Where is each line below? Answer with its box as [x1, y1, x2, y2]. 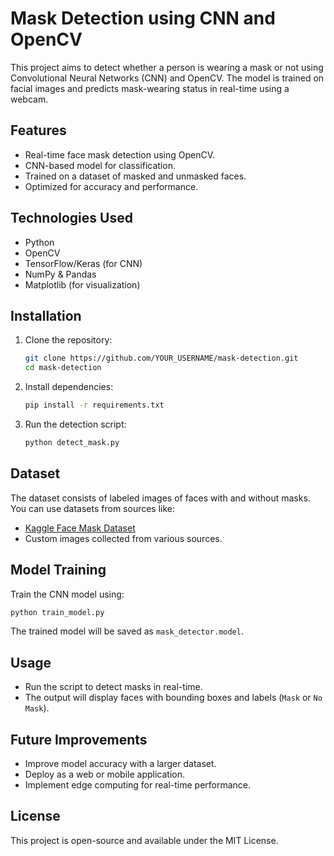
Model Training [10, 562, 107, 579]
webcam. [10, 93, 49, 105]
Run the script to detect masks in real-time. [24, 681, 203, 693]
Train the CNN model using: [10, 588, 125, 600]
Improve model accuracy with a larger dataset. [24, 758, 217, 769]
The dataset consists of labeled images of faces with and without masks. [10, 492, 311, 504]
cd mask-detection [24, 363, 102, 373]
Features [10, 122, 67, 139]
